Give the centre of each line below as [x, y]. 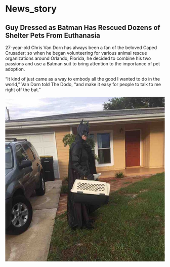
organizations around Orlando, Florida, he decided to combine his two [78, 58]
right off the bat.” [23, 90]
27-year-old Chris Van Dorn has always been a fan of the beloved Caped [81, 48]
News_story [31, 9]
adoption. [15, 69]
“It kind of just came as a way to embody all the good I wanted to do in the [83, 79]
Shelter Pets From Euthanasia [53, 35]
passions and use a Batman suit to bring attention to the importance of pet [83, 64]
